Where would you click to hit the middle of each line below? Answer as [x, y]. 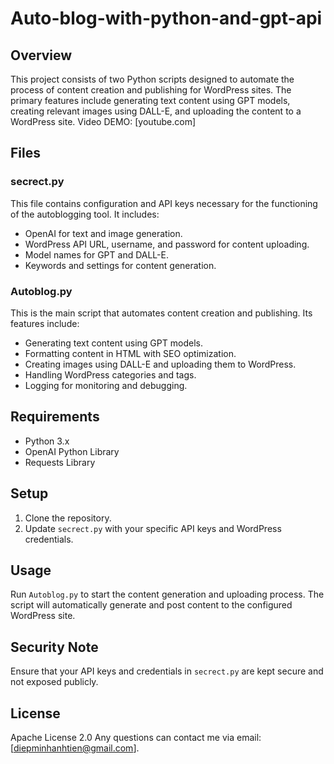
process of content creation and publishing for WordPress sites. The [151, 90]
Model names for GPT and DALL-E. [96, 254]
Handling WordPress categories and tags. [110, 374]
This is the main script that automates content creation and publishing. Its [161, 313]
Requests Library [60, 462]
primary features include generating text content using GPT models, [150, 100]
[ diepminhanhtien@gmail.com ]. [75, 748]
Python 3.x [47, 441]
